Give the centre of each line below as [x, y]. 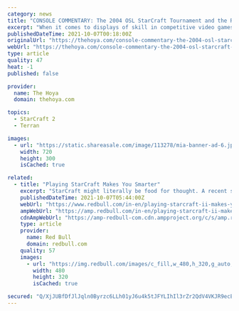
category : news [30, 14]
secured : [20, 297]
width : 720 [36, 152]
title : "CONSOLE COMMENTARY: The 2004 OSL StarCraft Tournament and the [117, 21]
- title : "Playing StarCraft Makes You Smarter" [87, 185]
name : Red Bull [49, 238]
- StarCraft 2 [34, 119]
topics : [19, 112]
